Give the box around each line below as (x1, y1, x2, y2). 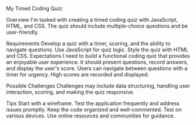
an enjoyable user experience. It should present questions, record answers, (6, 58, 189, 65)
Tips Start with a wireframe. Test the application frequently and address (6, 100, 180, 107)
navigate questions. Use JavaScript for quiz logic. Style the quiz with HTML (6, 46, 189, 53)
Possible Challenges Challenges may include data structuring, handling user (6, 82, 191, 89)
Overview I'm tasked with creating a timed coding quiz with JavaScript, (6, 16, 178, 23)
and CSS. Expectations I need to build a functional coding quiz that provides (6, 53, 190, 59)
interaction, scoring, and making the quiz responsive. (6, 89, 135, 95)
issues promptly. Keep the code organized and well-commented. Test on (6, 106, 182, 113)
